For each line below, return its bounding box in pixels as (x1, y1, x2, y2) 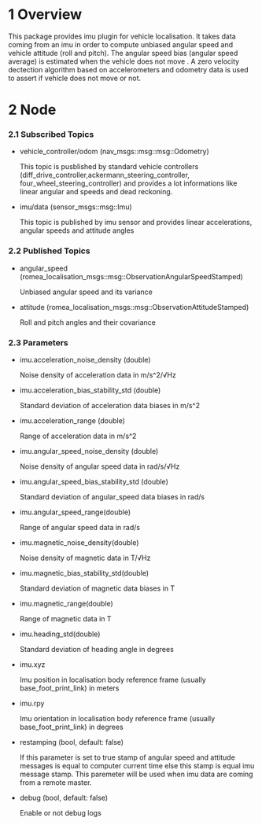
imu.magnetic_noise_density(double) (19, 538, 139, 547)
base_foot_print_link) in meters (19, 683, 120, 693)
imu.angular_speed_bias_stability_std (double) (19, 477, 169, 487)
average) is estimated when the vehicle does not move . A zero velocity (8, 57, 240, 66)
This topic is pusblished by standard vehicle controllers (19, 162, 199, 171)
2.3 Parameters (8, 337, 68, 348)
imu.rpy (19, 698, 45, 709)
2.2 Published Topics (8, 245, 90, 256)
